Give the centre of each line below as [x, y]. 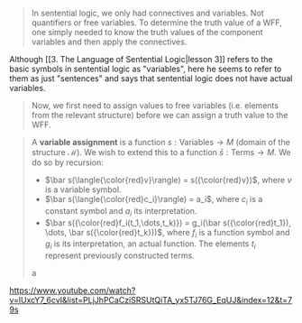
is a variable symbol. [83, 189]
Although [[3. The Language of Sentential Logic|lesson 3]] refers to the [141, 59]
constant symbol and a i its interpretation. [121, 212]
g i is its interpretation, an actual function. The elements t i [150, 245]
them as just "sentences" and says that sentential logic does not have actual [151, 78]
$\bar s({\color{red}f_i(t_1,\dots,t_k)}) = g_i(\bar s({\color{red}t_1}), [168, 222]
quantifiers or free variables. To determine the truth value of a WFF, [156, 23]
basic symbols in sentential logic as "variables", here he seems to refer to [146, 69]
